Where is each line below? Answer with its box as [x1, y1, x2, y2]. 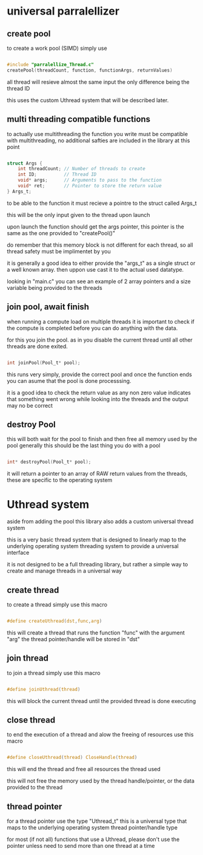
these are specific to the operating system [7, 476, 113, 484]
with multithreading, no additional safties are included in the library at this [7, 137, 190, 144]
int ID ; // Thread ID [18, 171, 97, 177]
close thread [7, 715, 56, 725]
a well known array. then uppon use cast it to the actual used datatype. [7, 266, 184, 273]
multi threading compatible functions [7, 114, 151, 125]
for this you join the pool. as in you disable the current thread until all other [7, 336, 193, 343]
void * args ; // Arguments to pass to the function [18, 177, 162, 184]
